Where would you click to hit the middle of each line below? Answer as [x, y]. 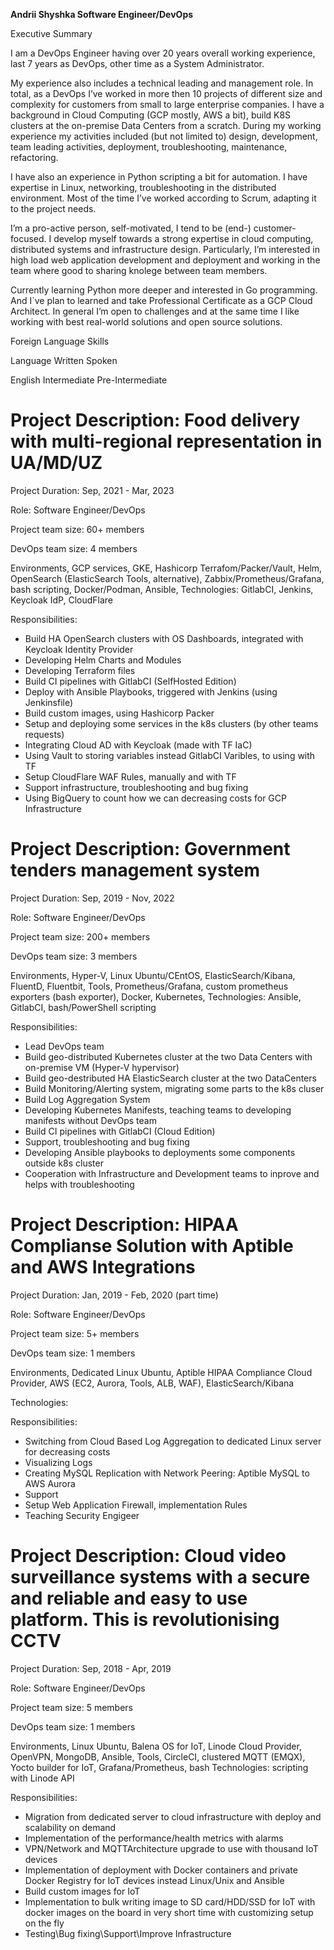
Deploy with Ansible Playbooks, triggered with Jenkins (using [151, 691]
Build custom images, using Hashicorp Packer [119, 713]
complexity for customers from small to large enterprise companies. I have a [167, 104]
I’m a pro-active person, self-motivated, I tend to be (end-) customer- [153, 228]
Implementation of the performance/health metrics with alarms [154, 1838]
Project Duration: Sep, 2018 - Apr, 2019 [91, 1668]
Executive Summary [51, 33]
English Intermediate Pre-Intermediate [89, 380]
